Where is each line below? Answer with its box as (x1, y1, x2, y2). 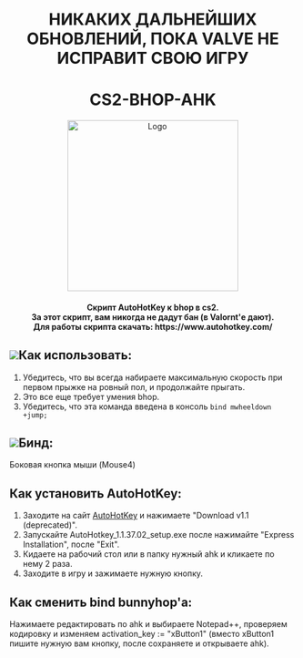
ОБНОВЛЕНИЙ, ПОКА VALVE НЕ (26, 28, 279, 49)
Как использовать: (18, 347, 133, 364)
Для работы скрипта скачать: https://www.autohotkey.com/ (33, 321, 273, 332)
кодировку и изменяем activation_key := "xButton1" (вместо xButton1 (9, 628, 275, 639)
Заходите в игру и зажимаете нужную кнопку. (22, 568, 203, 579)
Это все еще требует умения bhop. (22, 391, 160, 402)
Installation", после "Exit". (22, 539, 120, 550)
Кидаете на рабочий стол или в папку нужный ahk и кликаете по (22, 549, 275, 560)
